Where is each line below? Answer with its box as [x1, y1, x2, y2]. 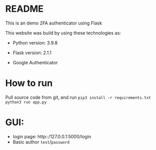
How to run [5, 78, 53, 89]
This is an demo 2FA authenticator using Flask [5, 20, 102, 26]
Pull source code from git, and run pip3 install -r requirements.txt [5, 94, 151, 100]
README [5, 3, 44, 15]
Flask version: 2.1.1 [12, 49, 52, 56]
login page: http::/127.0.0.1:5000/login [12, 133, 92, 139]
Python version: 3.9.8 [12, 39, 58, 46]
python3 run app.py [5, 99, 47, 105]
